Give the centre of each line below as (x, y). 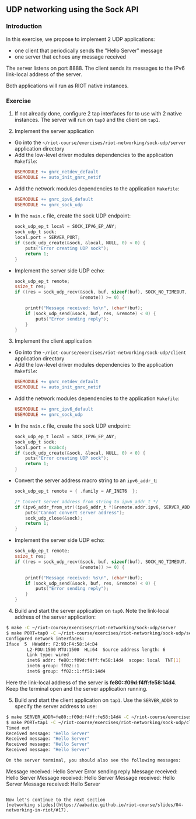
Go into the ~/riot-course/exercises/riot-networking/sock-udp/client (100, 352)
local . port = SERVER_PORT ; (47, 238)
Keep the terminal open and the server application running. (77, 688)
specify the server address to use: (56, 706)
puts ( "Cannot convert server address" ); (75, 513)
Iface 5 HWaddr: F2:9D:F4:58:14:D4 (52, 644)
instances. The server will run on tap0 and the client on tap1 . (87, 120)
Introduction (24, 26)
